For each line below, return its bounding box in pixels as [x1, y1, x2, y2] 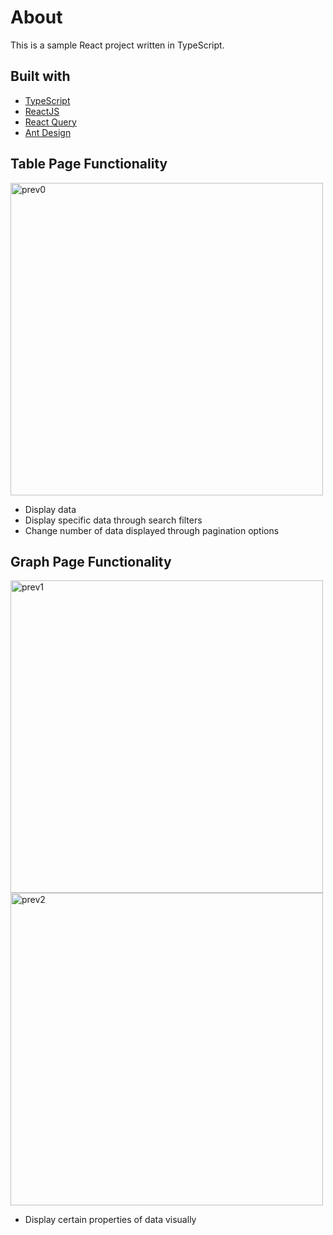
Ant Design [24, 126, 72, 138]
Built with [10, 68, 71, 85]
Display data [24, 503, 77, 515]
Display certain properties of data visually [24, 1214, 197, 1226]
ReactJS [24, 105, 60, 117]
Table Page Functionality [10, 156, 168, 173]
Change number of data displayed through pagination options [24, 524, 280, 536]
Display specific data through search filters [24, 514, 203, 526]
